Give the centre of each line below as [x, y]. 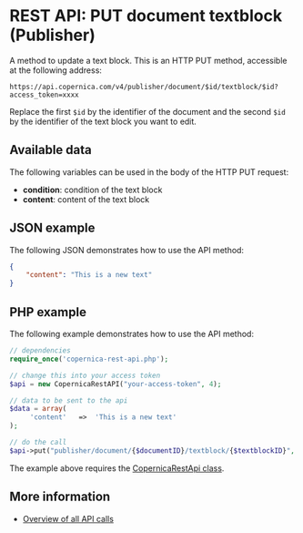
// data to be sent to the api [69, 400]
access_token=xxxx [44, 95]
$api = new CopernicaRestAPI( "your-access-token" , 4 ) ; [116, 384]
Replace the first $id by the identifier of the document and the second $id [148, 111]
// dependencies [40, 351]
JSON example [52, 228]
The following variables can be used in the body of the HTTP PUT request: [149, 172]
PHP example [48, 312]
